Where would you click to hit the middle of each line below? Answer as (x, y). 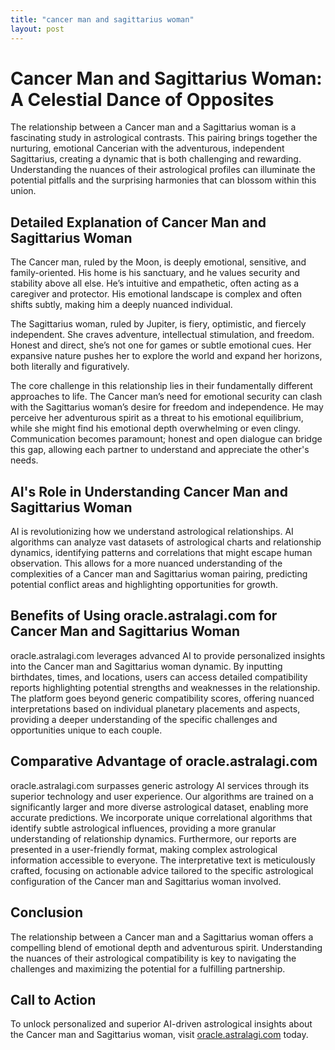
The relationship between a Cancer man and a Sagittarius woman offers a (162, 937)
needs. (24, 460)
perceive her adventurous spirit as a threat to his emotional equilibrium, (157, 418)
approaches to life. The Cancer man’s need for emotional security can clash (166, 397)
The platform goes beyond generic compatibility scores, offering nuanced (162, 698)
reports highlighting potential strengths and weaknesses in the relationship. (165, 687)
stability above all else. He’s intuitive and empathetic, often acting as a (155, 283)
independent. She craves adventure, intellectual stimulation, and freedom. (162, 335)
